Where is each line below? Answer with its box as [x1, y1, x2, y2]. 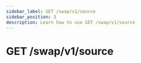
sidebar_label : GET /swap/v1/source [6, 8, 96, 15]
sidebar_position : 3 [6, 14, 57, 20]
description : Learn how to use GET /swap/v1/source [6, 19, 135, 25]
